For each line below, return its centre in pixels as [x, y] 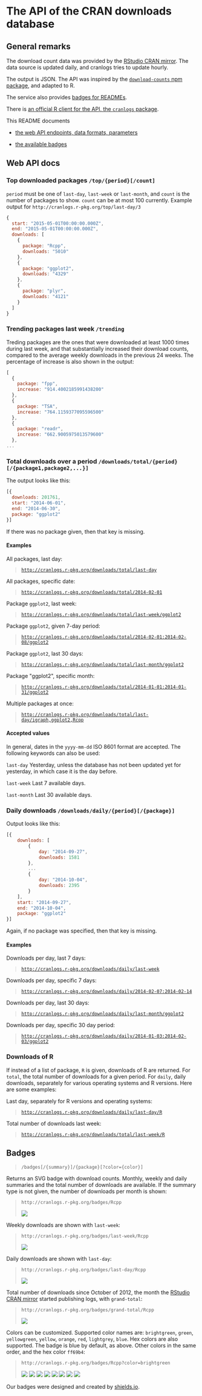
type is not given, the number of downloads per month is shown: [87, 1191]
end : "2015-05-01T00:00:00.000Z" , [55, 229]
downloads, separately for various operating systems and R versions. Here [99, 1083]
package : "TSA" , [38, 406]
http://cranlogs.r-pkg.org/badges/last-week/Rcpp [85, 1236]
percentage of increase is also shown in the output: [70, 361]
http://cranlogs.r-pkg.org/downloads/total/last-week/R [93, 1134]
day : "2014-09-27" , [63, 852]
